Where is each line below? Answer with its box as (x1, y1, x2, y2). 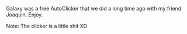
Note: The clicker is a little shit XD (6, 23, 88, 29)
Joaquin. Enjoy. (6, 11, 43, 18)
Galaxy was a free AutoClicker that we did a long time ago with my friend (6, 5, 182, 12)
